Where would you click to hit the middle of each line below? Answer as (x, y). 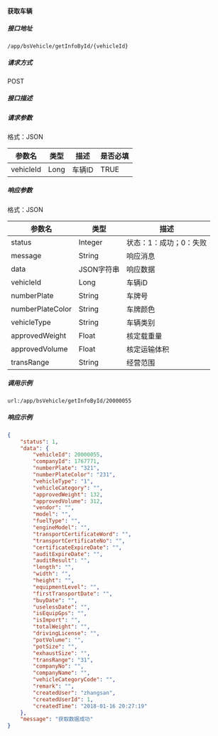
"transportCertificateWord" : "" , (82, 534)
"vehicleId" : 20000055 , (68, 455)
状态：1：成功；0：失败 (167, 242)
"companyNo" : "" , (58, 666)
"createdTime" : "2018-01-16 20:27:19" (90, 706)
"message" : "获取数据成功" (57, 719)
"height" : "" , (54, 581)
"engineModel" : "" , (62, 528)
